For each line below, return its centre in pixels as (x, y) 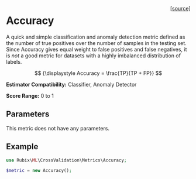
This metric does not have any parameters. (58, 128)
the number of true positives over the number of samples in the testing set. (97, 43)
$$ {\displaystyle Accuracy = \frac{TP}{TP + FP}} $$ (98, 73)
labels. (14, 61)
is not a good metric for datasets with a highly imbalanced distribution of (94, 56)
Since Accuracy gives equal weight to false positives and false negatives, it (97, 49)
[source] (180, 8)
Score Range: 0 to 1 (30, 95)
